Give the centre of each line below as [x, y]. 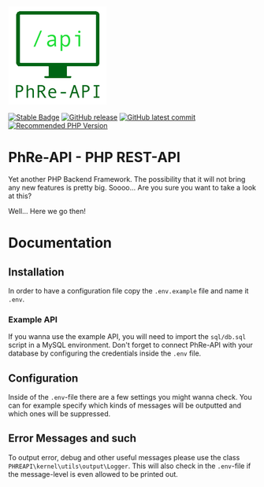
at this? [20, 196]
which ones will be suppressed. [59, 414]
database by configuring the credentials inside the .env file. [105, 353]
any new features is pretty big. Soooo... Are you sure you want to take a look [132, 187]
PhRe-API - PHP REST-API [95, 158]
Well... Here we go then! [47, 211]
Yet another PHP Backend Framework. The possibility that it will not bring [127, 179]
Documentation [60, 243]
